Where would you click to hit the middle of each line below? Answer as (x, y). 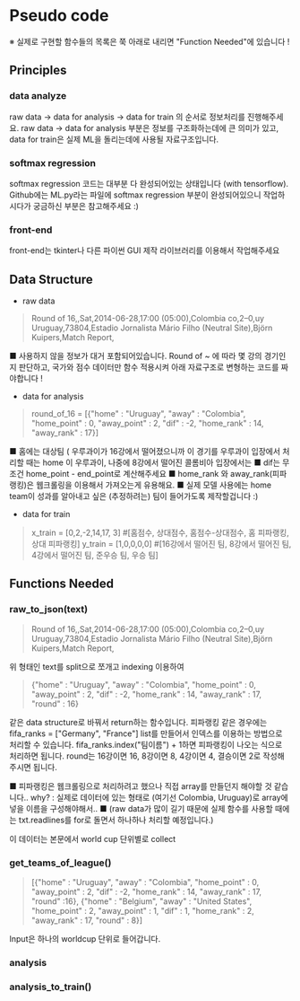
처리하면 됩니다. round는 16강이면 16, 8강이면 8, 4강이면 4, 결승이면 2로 (135, 756)
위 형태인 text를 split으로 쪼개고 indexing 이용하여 (97, 666)
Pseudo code (59, 16)
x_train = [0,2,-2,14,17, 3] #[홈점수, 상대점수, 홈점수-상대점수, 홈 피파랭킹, (160, 533)
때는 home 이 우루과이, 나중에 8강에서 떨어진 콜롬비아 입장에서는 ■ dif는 (153, 462)
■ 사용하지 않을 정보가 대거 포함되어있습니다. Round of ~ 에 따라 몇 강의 (136, 356)
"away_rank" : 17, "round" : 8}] (87, 920)
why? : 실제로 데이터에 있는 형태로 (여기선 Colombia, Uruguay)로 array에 (159, 797)
